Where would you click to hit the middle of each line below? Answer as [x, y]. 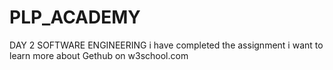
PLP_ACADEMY [75, 17]
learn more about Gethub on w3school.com [99, 55]
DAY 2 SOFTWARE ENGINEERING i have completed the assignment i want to [166, 45]
